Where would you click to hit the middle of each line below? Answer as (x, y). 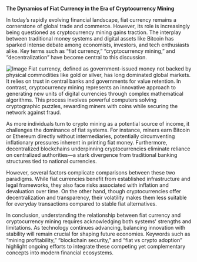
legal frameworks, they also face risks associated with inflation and (88, 185)
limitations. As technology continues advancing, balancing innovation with (96, 228)
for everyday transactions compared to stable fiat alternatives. (81, 204)
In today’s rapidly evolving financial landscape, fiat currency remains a (91, 20)
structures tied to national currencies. (51, 161)
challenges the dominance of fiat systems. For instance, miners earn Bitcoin (98, 130)
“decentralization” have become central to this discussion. (76, 57)
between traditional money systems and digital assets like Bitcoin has (90, 38)
